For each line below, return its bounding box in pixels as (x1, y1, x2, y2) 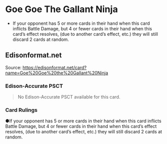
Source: (5, 64, 22, 70)
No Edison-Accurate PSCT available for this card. (17, 94, 120, 100)
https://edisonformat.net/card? (22, 64, 87, 70)
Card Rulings (5, 106, 38, 113)
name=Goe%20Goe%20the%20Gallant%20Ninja (5, 70, 108, 76)
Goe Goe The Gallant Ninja (5, 4, 118, 15)
